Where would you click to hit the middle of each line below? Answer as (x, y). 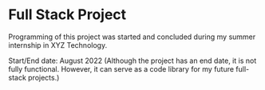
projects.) (44, 77)
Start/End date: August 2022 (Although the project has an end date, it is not (132, 61)
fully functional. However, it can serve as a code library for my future (121, 68)
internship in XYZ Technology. (58, 45)
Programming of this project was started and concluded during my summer (132, 37)
